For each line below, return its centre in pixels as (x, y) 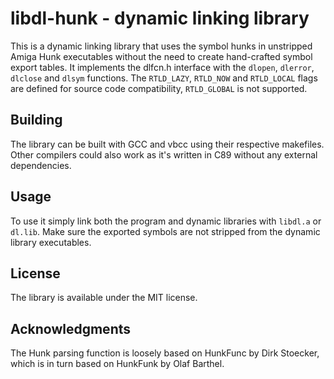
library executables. (51, 242)
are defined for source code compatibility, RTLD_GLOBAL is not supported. (159, 88)
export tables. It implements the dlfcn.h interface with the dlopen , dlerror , (162, 67)
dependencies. (41, 165)
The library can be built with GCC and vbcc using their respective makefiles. (167, 144)
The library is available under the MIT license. (104, 298)
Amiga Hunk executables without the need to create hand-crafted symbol (161, 56)
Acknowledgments (71, 328)
